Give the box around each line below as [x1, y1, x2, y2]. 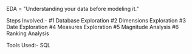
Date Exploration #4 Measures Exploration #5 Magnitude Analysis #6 [6, 24, 179, 30]
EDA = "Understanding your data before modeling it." [6, 5, 139, 12]
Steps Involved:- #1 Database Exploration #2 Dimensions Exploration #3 [6, 17, 187, 24]
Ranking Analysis [6, 30, 50, 37]
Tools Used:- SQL [6, 42, 51, 49]
